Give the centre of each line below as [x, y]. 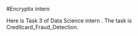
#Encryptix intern [28, 9]
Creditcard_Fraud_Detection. [42, 27]
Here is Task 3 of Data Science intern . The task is [69, 20]
